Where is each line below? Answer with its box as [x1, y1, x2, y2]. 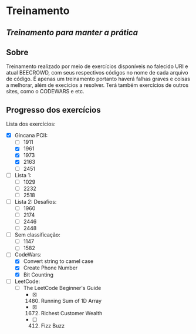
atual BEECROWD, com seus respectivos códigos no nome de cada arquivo [6, 69, 188, 76]
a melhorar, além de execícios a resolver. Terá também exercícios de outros [6, 82, 189, 89]
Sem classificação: [14, 231, 60, 238]
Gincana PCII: [14, 132, 48, 139]
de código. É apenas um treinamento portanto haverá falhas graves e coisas [6, 75, 191, 83]
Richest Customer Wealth [40, 309, 103, 316]
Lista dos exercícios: [6, 120, 56, 127]
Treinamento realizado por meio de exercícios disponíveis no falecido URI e [6, 63, 188, 70]
